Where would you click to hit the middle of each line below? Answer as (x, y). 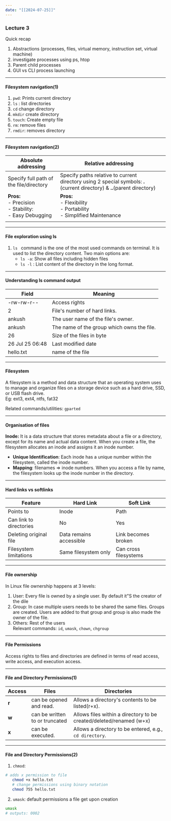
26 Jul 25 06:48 (27, 344)
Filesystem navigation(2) (32, 147)
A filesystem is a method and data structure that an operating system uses (83, 382)
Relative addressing (109, 163)
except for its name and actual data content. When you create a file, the (80, 442)
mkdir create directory (36, 115)
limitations (20, 555)
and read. (43, 706)
